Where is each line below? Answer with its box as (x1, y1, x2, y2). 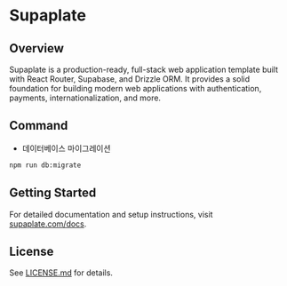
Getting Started (9, 186, 97, 201)
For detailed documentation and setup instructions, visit (9, 209, 213, 219)
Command (9, 118, 68, 133)
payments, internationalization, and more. (9, 92, 162, 103)
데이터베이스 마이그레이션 (21, 143, 111, 154)
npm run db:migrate (9, 161, 82, 170)
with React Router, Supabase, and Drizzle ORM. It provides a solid (9, 74, 251, 84)
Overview (9, 41, 65, 56)
